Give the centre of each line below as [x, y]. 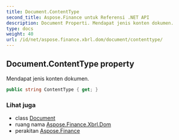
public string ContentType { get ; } [52, 90]
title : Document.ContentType [43, 12]
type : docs [20, 29]
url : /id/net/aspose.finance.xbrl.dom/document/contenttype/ [85, 40]
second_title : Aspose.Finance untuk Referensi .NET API [78, 17]
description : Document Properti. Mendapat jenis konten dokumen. [90, 23]
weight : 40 [20, 34]
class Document [35, 118]
